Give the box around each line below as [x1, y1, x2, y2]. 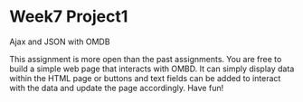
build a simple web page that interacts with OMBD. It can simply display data [9, 63, 295, 74]
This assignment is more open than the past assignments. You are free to [9, 53, 282, 64]
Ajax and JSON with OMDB [9, 36, 110, 47]
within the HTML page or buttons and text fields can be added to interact [9, 72, 281, 83]
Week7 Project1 [9, 6, 128, 27]
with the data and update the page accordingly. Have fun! [9, 82, 224, 93]
